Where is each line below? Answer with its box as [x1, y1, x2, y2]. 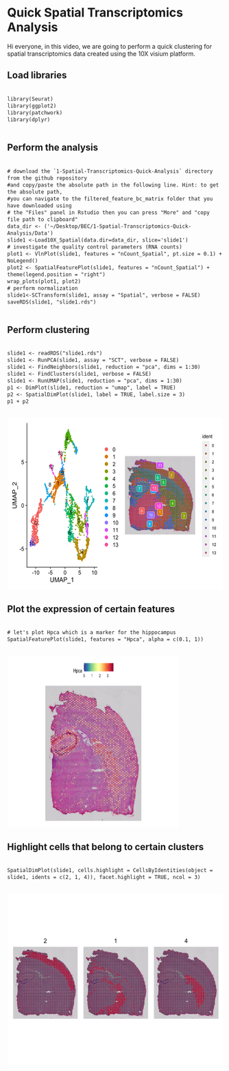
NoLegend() [7, 257, 38, 264]
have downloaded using [7, 202, 72, 209]
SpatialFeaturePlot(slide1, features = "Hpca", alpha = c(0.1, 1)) [7, 636, 204, 643]
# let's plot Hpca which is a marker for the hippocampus [7, 629, 176, 636]
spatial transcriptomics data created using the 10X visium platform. [7, 50, 195, 58]
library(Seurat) [7, 95, 53, 103]
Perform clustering [7, 324, 91, 335]
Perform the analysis [7, 142, 99, 153]
